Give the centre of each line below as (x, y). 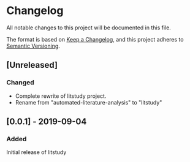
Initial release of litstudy (36, 152)
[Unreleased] (32, 65)
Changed (21, 83)
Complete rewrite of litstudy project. (61, 96)
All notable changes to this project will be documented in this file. (89, 28)
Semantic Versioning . (33, 46)
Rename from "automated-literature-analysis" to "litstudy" (89, 102)
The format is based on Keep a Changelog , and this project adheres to (95, 39)
